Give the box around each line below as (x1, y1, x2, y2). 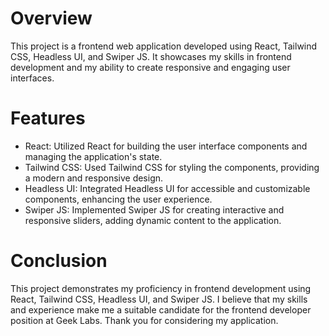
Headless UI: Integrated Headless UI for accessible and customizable (24, 182, 311, 194)
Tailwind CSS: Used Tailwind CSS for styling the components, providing (24, 161, 320, 173)
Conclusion (10, 250, 108, 272)
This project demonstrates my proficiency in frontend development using (10, 282, 312, 294)
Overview (10, 7, 93, 30)
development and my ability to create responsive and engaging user (10, 61, 291, 73)
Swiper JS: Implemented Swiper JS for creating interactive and (24, 203, 285, 216)
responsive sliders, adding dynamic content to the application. (24, 214, 282, 226)
